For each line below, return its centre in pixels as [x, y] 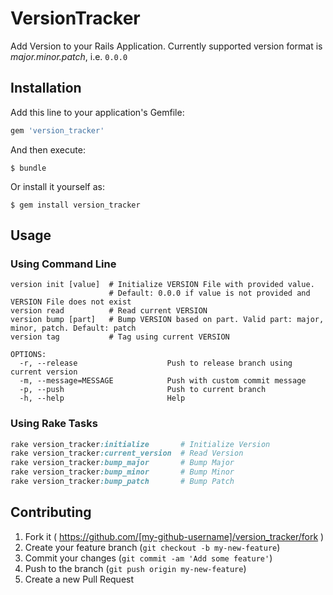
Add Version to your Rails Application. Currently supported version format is [166, 46]
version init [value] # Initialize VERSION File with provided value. [162, 285]
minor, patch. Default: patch [73, 328]
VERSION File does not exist [71, 302]
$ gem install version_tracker [75, 205]
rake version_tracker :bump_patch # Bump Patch [122, 482]
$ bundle [28, 168]
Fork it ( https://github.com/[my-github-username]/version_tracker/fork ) [174, 536]
